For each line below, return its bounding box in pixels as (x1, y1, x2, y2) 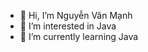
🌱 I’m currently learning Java (19, 31, 139, 42)
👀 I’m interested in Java (19, 20, 117, 32)
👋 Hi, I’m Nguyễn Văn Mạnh (19, 10, 133, 21)
